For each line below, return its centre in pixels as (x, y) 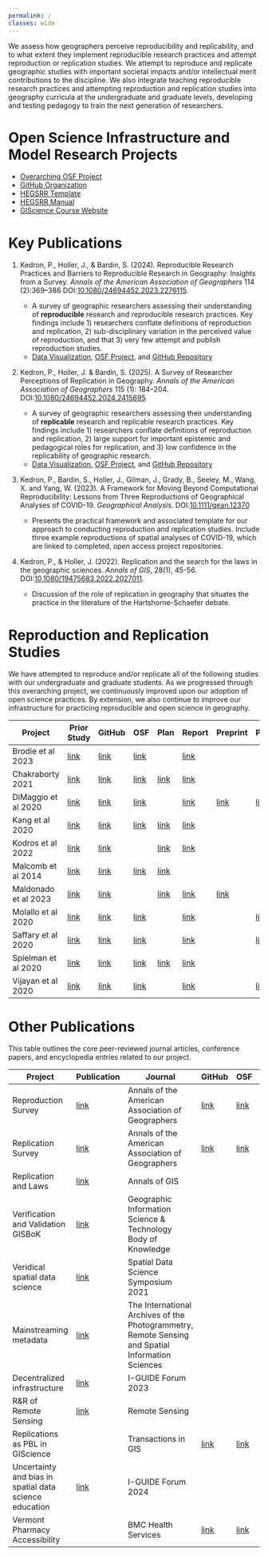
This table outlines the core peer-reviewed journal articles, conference (124, 1049)
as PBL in (30, 1444)
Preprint (232, 733)
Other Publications (72, 1027)
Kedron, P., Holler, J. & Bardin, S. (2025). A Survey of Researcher (126, 372)
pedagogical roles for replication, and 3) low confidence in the (134, 448)
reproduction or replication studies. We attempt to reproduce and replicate (130, 63)
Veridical (29, 1267)
